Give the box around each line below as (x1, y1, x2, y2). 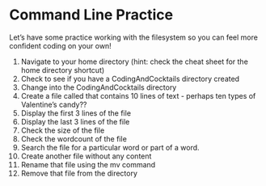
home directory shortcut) (20, 65, 105, 74)
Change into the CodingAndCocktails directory (20, 82, 177, 92)
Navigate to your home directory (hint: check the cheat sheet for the (20, 57, 249, 66)
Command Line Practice (9, 6, 174, 24)
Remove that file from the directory (20, 168, 138, 178)
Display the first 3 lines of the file (20, 108, 132, 118)
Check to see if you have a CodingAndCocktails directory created (20, 74, 240, 83)
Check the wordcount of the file (20, 133, 128, 143)
